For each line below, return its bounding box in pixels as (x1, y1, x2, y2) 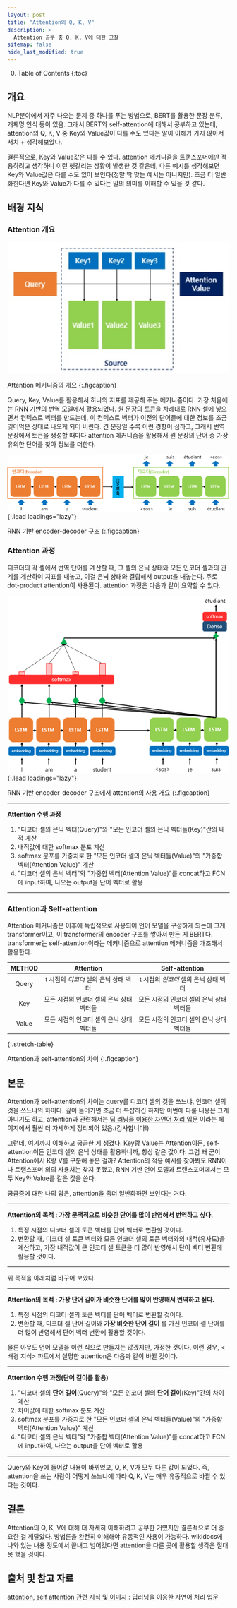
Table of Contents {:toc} (17, 69, 88, 77)
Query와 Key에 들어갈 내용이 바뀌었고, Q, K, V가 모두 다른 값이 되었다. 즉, (7, 1463, 209, 1471)
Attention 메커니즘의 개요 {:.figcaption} (7, 380, 117, 389)
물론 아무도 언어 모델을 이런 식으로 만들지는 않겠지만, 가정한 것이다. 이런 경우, (7, 1343, 220, 1351)
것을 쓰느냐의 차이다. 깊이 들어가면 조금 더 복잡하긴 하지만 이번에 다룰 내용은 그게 (7, 1106, 229, 1115)
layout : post (7, 11, 46, 18)
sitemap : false (7, 41, 52, 49)
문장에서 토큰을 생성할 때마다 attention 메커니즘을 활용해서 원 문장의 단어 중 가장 (7, 431, 229, 439)
